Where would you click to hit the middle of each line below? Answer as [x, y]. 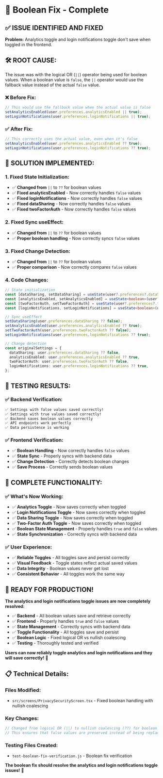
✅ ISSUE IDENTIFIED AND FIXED [54, 28]
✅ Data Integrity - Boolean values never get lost [60, 568]
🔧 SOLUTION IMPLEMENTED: [50, 163]
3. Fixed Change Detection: [38, 251]
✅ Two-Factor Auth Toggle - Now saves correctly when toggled [77, 523]
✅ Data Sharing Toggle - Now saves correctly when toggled [73, 518]
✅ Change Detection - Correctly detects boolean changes [71, 462]
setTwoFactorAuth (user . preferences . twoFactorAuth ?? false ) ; [68, 330]
